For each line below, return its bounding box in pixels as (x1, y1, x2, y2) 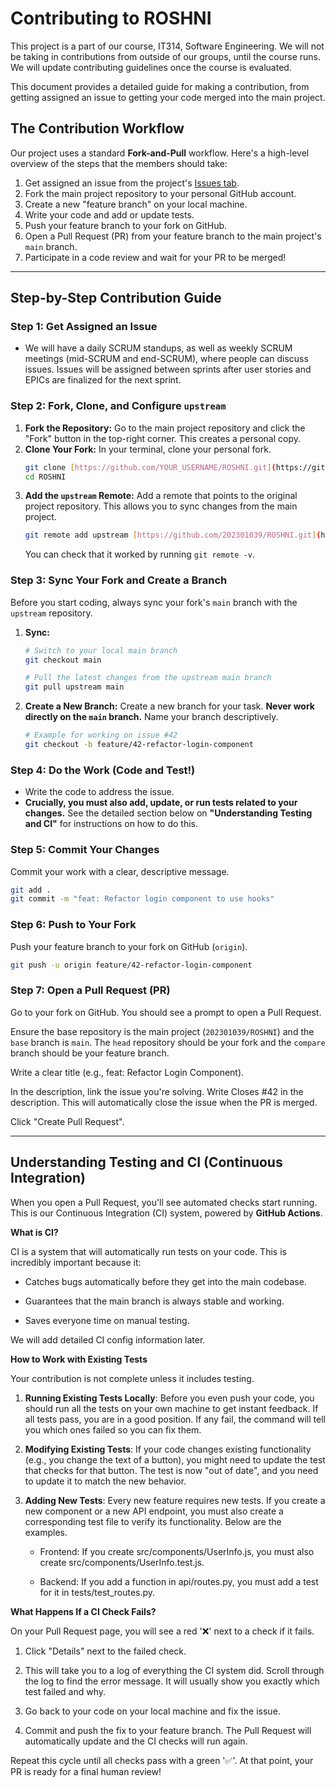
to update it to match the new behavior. (24, 1475, 187, 1487)
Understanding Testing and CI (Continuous (10, 1154, 283, 1171)
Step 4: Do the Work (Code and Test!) (10, 763, 196, 777)
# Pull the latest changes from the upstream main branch (24, 673, 272, 683)
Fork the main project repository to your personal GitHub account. (24, 187, 297, 199)
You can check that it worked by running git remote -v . (24, 548, 255, 561)
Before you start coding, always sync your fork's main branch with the (10, 596, 298, 608)
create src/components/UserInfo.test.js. (39, 1556, 205, 1568)
